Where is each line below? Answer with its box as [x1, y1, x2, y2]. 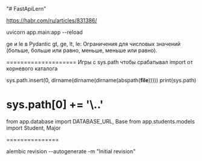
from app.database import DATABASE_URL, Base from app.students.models [6, 117, 195, 125]
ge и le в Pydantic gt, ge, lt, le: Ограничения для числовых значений [6, 41, 181, 47]
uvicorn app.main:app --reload [6, 28, 83, 36]
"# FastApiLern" [6, 5, 47, 12]
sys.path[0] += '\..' [6, 98, 104, 111]
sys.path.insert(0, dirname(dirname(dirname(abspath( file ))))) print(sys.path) [6, 77, 197, 84]
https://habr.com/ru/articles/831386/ [6, 17, 97, 24]
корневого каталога [6, 65, 58, 72]
